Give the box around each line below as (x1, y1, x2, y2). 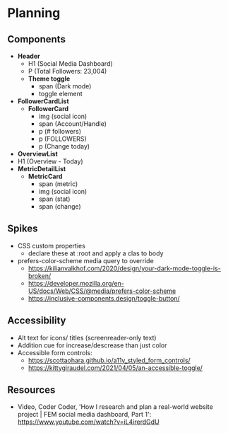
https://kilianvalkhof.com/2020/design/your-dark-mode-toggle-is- (28, 264, 221, 272)
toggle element (38, 90, 83, 98)
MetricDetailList (17, 165, 66, 173)
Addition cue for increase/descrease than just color (17, 341, 167, 350)
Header (17, 52, 40, 60)
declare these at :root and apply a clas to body (28, 249, 164, 258)
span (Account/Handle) (38, 120, 107, 128)
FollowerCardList (17, 97, 69, 105)
